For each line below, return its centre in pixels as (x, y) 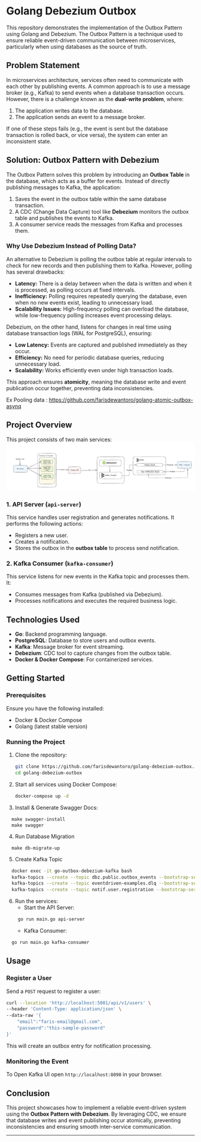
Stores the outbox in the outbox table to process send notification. (97, 548)
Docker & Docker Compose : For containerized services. (84, 660)
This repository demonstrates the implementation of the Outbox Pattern (94, 28)
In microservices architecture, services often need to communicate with (95, 80)
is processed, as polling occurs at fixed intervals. (75, 290)
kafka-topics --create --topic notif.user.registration (83, 890)
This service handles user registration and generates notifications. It (90, 517)
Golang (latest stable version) (51, 726)
